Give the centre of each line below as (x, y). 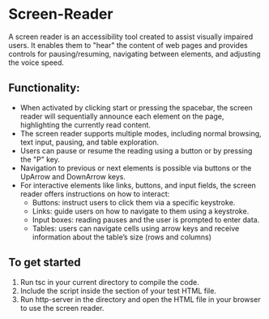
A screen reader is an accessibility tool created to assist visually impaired (131, 37)
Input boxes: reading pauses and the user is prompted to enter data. (146, 219)
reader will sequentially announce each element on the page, (122, 116)
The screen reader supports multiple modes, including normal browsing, (141, 133)
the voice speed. (36, 63)
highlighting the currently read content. (85, 125)
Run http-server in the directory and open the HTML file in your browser (140, 299)
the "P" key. (40, 159)
